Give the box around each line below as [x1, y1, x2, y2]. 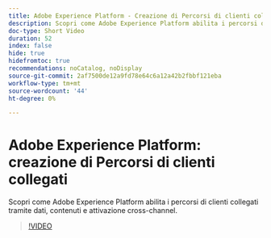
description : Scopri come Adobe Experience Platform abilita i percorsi [8, 19, 258, 27]
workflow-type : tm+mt [8, 79, 81, 87]
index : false [8, 42, 52, 50]
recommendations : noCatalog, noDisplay [8, 65, 143, 73]
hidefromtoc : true [8, 57, 70, 65]
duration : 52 [8, 34, 52, 43]
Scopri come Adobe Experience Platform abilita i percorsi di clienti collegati [8, 197, 259, 207]
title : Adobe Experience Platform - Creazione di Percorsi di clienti [8, 11, 251, 20]
